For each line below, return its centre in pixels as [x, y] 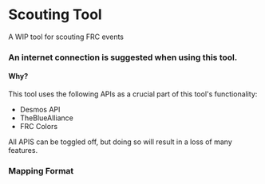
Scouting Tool [55, 15]
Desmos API [40, 110]
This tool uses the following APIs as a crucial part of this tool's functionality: [133, 94]
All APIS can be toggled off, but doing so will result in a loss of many [121, 142]
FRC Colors [39, 127]
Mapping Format [41, 170]
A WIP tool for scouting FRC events [66, 37]
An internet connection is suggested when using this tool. [123, 57]
